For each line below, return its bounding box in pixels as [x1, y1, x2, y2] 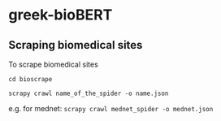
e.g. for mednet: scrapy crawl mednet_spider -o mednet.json [8, 104, 214, 113]
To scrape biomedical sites [8, 59, 99, 69]
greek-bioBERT [8, 6, 113, 24]
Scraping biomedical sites [8, 38, 143, 52]
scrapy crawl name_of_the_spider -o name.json [8, 89, 169, 97]
